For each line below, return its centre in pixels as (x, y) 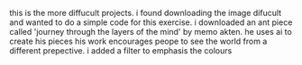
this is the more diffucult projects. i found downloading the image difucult (146, 13)
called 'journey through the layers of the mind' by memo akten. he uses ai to (151, 32)
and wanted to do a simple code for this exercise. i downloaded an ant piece (151, 22)
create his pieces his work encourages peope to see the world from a (138, 41)
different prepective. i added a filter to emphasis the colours (121, 51)
